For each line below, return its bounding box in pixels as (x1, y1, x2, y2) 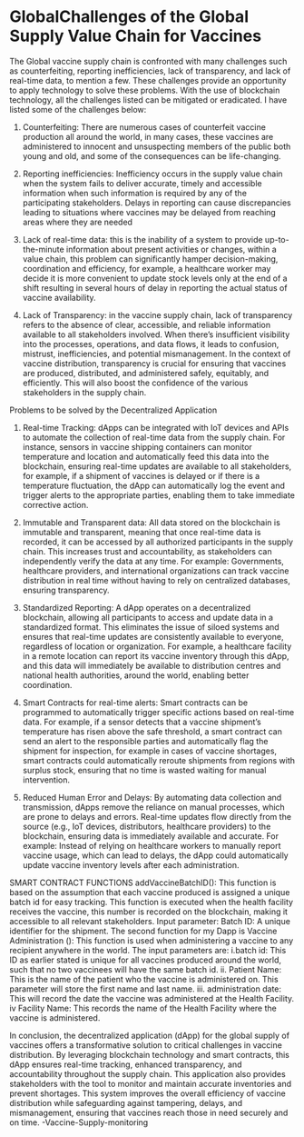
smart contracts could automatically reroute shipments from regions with (22, 754, 296, 765)
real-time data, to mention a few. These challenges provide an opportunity (9, 75, 287, 85)
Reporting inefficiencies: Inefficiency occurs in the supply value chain (22, 168, 283, 179)
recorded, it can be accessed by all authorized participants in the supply (22, 536, 293, 547)
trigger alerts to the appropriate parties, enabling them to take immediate (22, 489, 295, 501)
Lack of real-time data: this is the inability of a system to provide (22, 234, 263, 244)
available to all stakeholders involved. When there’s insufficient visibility (22, 329, 290, 340)
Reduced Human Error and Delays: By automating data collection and (22, 792, 282, 803)
